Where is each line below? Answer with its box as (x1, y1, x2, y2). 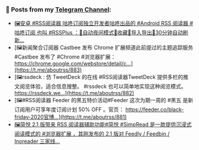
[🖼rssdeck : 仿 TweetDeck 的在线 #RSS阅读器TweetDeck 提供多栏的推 (14, 74, 189, 81)
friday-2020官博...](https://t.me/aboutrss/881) (14, 114, 127, 121)
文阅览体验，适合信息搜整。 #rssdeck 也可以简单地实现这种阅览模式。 (14, 83, 187, 90)
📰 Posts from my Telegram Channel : (5, 5, 111, 14)
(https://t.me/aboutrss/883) (14, 66, 82, 74)
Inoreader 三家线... (14, 137, 60, 145)
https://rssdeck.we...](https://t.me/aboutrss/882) (14, 90, 135, 97)
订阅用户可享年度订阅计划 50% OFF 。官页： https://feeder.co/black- (14, 106, 184, 113)
